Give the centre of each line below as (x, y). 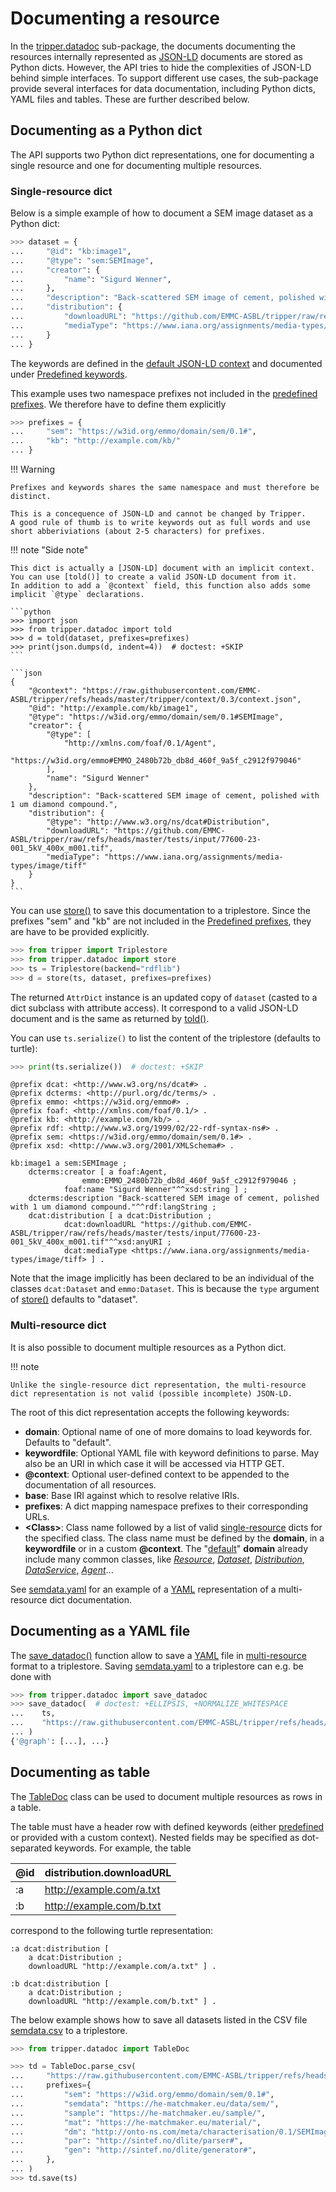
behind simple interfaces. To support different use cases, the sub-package (164, 78)
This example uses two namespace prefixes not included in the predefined (164, 393)
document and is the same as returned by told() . (110, 1018)
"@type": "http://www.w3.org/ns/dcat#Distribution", (158, 822)
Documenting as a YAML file (100, 1631)
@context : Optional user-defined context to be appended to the (157, 1474)
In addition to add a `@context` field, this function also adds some (160, 586)
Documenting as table (80, 1772)
